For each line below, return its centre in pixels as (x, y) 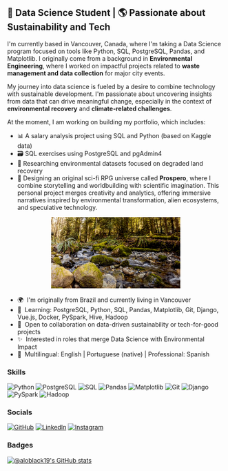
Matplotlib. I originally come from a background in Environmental (100, 58)
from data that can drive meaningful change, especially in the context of (110, 101)
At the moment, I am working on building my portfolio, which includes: (106, 122)
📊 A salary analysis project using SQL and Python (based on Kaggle (114, 135)
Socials (20, 412)
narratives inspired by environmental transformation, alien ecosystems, (118, 200)
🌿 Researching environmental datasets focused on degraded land (110, 163)
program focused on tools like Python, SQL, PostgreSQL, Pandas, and (106, 51)
